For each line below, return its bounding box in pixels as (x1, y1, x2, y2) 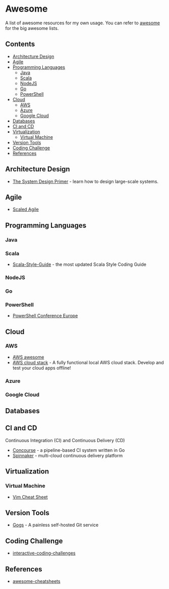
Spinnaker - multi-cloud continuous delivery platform (12, 452, 123, 458)
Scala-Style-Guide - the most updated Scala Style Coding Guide (12, 261, 146, 267)
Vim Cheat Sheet (12, 494, 48, 500)
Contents (5, 40, 35, 49)
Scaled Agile (12, 206, 39, 213)
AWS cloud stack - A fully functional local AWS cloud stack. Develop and (12, 359, 164, 365)
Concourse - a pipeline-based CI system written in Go (12, 447, 125, 453)
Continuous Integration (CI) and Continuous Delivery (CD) (5, 437, 125, 443)
